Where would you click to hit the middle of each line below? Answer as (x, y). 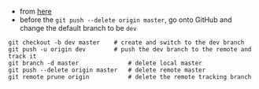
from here (36, 11)
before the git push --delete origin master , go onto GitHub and (126, 20)
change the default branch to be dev (78, 28)
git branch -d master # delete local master (105, 63)
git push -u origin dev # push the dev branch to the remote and (130, 50)
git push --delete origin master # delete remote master (107, 70)
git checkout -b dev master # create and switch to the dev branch (126, 43)
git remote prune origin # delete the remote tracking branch (130, 77)
